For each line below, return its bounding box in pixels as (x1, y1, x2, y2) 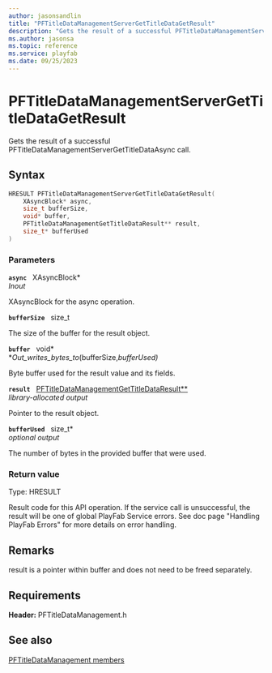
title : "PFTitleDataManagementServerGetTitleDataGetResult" (8, 19, 216, 28)
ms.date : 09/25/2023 (8, 58, 79, 66)
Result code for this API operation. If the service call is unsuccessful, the (8, 503, 251, 512)
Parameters (8, 254, 55, 265)
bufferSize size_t (8, 313, 70, 323)
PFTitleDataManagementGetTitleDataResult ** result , (23, 220, 201, 228)
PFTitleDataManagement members (8, 654, 125, 665)
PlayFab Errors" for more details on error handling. (8, 520, 176, 529)
